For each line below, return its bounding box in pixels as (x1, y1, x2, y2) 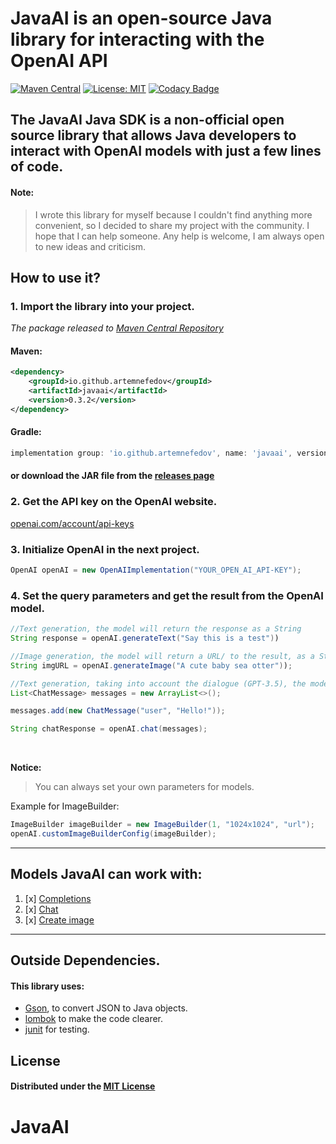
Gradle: (10, 426, 42, 438)
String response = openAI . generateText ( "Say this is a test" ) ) (10, 633, 280, 644)
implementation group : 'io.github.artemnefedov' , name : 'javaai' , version (10, 448, 329, 458)
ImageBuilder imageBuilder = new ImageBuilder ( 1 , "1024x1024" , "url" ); (10, 820, 315, 830)
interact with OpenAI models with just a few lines (10, 143, 322, 160)
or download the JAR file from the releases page (10, 470, 215, 482)
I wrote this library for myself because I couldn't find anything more (34, 208, 313, 221)
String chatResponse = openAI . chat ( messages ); (10, 724, 208, 734)
